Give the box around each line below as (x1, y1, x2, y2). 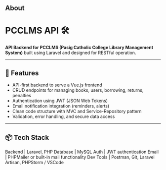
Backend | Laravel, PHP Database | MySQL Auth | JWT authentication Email (5, 149, 159, 155)
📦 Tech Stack (5, 133, 49, 142)
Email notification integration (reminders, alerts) (12, 103, 110, 109)
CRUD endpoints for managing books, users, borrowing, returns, (12, 87, 144, 93)
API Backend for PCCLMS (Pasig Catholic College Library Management (5, 45, 154, 51)
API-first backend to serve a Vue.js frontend (12, 82, 102, 88)
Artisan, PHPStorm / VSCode (5, 159, 64, 165)
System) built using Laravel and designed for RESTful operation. (5, 50, 136, 56)
